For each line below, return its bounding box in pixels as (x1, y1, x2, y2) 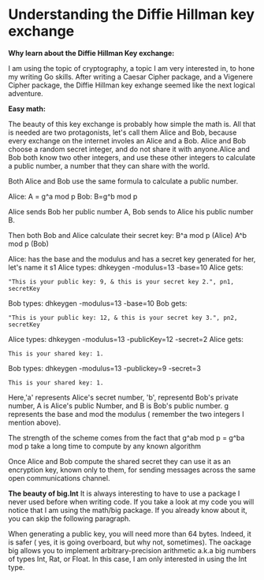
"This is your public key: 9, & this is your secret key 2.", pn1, (8, 277, 235, 285)
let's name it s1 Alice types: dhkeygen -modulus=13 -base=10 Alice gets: (8, 262, 244, 272)
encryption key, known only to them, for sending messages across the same (8, 465, 256, 474)
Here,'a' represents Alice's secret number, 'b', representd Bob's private (8, 392, 239, 402)
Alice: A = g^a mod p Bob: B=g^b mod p (8, 191, 138, 201)
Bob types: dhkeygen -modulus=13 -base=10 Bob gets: (8, 298, 188, 308)
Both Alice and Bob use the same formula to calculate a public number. (8, 176, 239, 186)
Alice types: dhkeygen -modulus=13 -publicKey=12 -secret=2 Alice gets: (8, 334, 244, 344)
